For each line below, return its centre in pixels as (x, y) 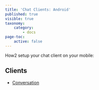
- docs (29, 32)
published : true (21, 14)
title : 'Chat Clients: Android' (38, 10)
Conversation (26, 82)
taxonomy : (15, 23)
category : (24, 28)
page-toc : (15, 37)
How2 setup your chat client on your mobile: (49, 55)
